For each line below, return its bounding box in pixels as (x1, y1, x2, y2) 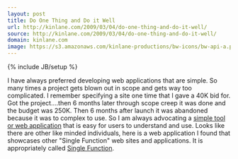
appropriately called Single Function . (7, 144, 115, 152)
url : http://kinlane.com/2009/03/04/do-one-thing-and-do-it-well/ (7, 23, 208, 30)
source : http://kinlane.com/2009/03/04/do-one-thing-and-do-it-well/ (7, 30, 217, 37)
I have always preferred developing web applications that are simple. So (7, 76, 217, 85)
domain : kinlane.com (7, 37, 69, 44)
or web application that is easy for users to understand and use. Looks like (7, 122, 225, 129)
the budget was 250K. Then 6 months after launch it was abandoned (7, 107, 208, 114)
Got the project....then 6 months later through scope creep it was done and (7, 99, 226, 107)
